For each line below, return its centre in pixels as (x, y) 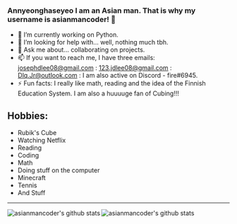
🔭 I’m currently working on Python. (68, 35)
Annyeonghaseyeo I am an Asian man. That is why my (102, 11)
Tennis (27, 185)
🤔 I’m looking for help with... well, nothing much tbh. (93, 42)
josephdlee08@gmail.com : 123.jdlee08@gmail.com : (95, 68)
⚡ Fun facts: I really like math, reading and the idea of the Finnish (111, 83)
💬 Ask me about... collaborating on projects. (81, 50)
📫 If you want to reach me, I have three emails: (86, 58)
